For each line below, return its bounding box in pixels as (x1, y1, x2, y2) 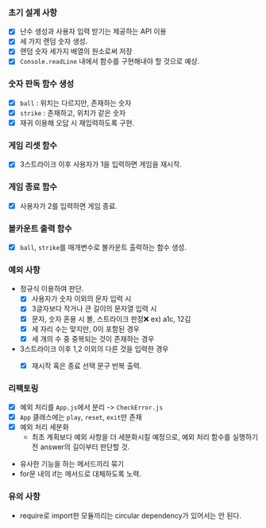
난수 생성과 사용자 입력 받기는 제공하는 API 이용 (19, 26, 167, 37)
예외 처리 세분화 (19, 422, 69, 432)
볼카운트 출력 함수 (8, 223, 73, 234)
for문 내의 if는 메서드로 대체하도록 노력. (19, 469, 141, 479)
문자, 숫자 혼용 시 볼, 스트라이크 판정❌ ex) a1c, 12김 (31, 314, 191, 323)
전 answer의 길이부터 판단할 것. (31, 442, 130, 452)
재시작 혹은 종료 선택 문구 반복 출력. (31, 361, 142, 370)
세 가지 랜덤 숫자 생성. (19, 37, 88, 46)
